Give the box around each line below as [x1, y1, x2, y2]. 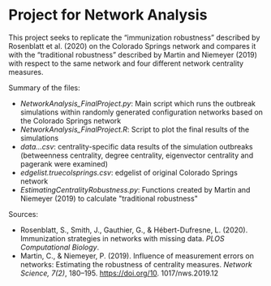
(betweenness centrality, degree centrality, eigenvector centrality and [19, 150, 254, 160]
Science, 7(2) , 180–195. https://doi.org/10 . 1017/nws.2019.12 [19, 268, 219, 278]
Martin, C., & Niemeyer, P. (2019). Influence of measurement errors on [19, 250, 254, 261]
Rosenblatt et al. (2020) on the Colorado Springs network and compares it [8, 41, 256, 50]
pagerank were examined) [19, 158, 108, 168]
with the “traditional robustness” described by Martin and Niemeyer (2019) [8, 50, 258, 59]
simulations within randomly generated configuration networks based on [19, 107, 264, 117]
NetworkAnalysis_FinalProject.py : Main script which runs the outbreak [19, 98, 256, 108]
